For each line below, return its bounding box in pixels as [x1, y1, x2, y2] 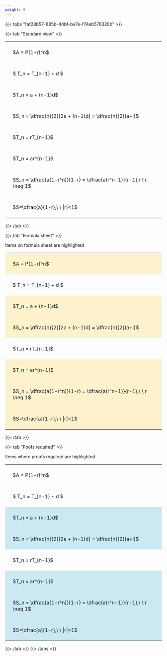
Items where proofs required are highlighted [5, 453, 95, 460]
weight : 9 [5, 7, 26, 12]
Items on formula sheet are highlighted [5, 242, 84, 248]
